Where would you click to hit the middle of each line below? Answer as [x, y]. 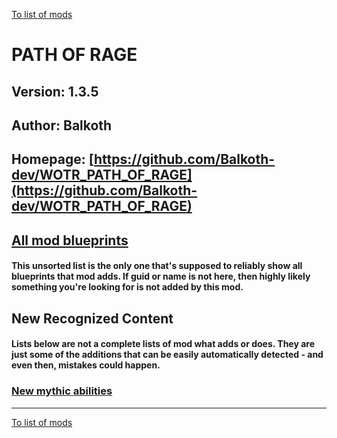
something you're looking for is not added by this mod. [127, 287]
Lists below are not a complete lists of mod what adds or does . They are [163, 344]
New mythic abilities [62, 391]
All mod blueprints [70, 240]
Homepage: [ [52, 159]
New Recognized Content [92, 318]
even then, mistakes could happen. [86, 365]
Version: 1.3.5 [55, 91]
